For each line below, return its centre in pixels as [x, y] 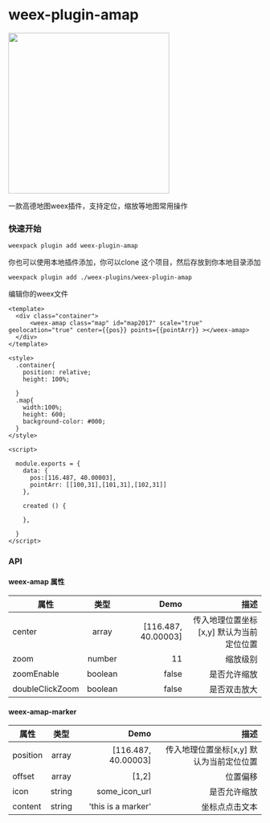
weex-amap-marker [43, 711]
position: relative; [57, 372]
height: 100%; [46, 379]
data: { [35, 471]
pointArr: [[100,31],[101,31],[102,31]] [98, 485]
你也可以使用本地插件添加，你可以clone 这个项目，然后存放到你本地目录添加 [135, 262]
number [102, 659]
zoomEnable [36, 674]
